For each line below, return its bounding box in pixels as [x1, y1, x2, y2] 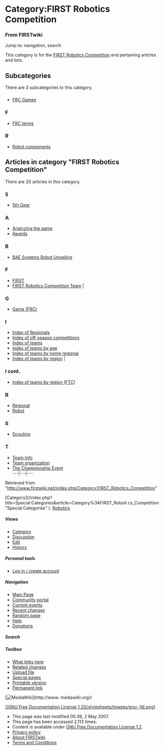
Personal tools [5, 556, 35, 561]
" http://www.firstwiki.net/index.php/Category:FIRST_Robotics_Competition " [5, 485, 158, 491]
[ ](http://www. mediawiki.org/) [5, 694, 92, 700]
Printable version [12, 679, 47, 686]
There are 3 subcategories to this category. [5, 84, 93, 90]
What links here [12, 659, 44, 665]
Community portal [12, 597, 49, 603]
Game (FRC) [12, 306, 38, 312]
